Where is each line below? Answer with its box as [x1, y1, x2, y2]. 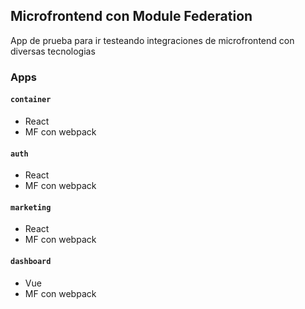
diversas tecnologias [10, 45, 96, 57]
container [10, 95, 52, 105]
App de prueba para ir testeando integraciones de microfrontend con [10, 34, 295, 46]
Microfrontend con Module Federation [10, 8, 253, 25]
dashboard [10, 256, 52, 266]
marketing [10, 202, 52, 213]
